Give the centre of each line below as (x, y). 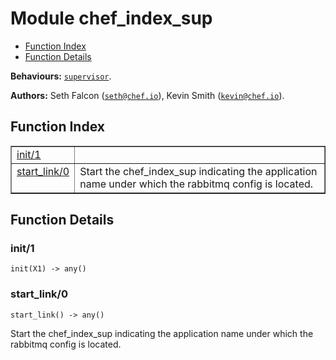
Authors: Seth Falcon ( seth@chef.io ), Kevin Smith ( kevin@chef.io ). (147, 95)
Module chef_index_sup (111, 18)
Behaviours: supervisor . (61, 76)
